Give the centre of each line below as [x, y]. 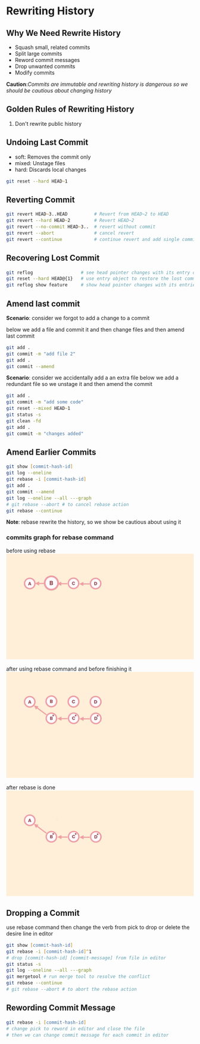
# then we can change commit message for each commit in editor [87, 1035]
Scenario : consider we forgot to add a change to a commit [78, 318]
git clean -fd [24, 421]
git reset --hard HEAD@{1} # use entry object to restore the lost [94, 279]
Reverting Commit [41, 200]
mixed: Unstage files [40, 163]
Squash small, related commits [52, 47]
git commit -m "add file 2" [41, 354]
